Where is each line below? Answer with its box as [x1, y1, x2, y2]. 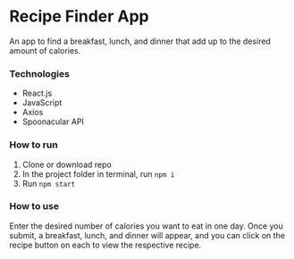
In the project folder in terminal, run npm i [21, 168, 175, 180]
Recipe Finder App [9, 6, 149, 27]
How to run [9, 138, 58, 151]
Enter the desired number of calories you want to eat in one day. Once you [9, 221, 283, 231]
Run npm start [21, 178, 76, 188]
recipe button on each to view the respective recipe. [9, 239, 202, 250]
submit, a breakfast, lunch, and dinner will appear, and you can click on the [9, 230, 286, 240]
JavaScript [21, 97, 63, 108]
